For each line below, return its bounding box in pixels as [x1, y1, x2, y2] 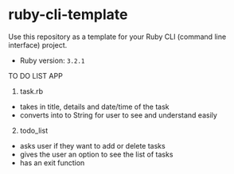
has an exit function [19, 157, 85, 168]
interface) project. [8, 40, 68, 49]
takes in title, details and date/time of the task [19, 102, 170, 111]
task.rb [19, 86, 44, 96]
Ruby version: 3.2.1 [19, 56, 85, 65]
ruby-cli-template [8, 6, 128, 24]
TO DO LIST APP [8, 71, 64, 80]
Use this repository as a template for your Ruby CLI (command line [8, 32, 227, 41]
